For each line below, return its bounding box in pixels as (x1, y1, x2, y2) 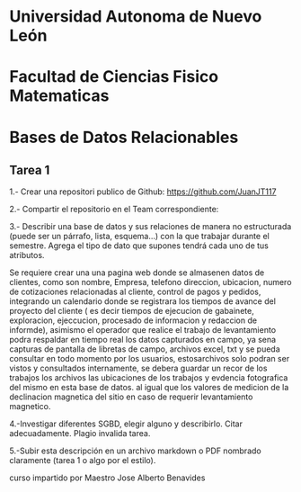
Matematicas (9, 85, 110, 106)
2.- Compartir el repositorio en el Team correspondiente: (9, 204, 219, 215)
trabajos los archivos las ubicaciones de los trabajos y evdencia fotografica (9, 372, 288, 383)
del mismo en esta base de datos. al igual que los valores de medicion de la (9, 382, 289, 393)
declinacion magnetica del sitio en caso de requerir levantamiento (9, 391, 253, 402)
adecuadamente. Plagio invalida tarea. (9, 428, 151, 439)
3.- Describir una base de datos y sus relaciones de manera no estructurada (9, 221, 292, 232)
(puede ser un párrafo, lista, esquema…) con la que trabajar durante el (9, 231, 270, 242)
